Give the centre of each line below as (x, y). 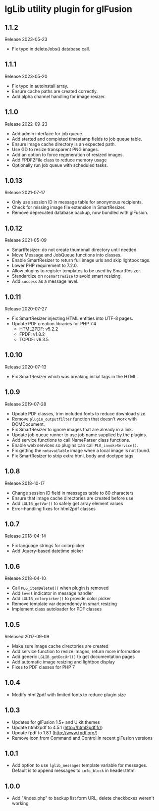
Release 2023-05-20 (26, 76)
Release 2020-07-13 (26, 367)
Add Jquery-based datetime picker (48, 551)
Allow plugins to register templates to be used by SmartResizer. (77, 271)
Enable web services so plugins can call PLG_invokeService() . (75, 445)
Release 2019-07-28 (26, 404)
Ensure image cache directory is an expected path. (64, 144)
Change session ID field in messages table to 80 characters (73, 493)
